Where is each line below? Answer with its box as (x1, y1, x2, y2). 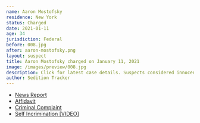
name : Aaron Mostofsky (6, 8, 62, 15)
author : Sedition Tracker (6, 75, 70, 81)
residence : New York (6, 14, 58, 20)
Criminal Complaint (14, 104, 62, 111)
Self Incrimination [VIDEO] (14, 111, 79, 118)
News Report (14, 92, 48, 99)
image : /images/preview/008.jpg (6, 64, 86, 70)
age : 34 (6, 31, 26, 37)
